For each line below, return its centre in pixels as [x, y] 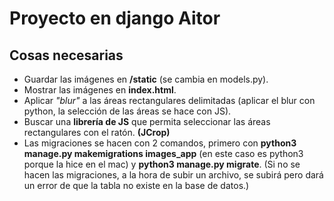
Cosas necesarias [66, 55]
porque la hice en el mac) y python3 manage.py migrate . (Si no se [162, 164]
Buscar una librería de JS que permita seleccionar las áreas [147, 121]
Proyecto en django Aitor [115, 18]
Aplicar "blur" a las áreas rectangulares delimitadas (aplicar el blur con [169, 100]
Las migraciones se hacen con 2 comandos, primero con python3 [160, 143]
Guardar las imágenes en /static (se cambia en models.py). [146, 79]
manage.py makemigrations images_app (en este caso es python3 [163, 153]
